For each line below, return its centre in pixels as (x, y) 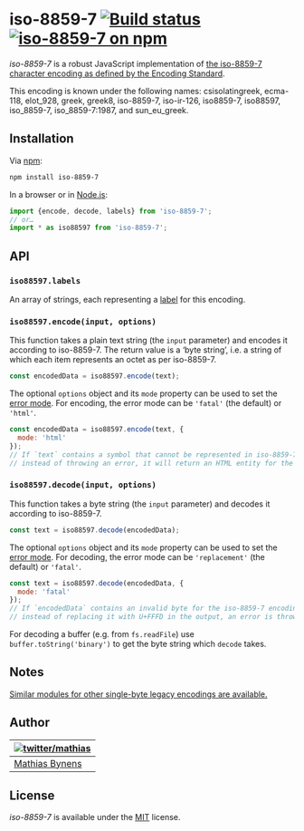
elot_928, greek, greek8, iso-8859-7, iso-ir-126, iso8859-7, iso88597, (153, 101)
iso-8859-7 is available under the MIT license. (95, 817)
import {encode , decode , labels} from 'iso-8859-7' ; (111, 211)
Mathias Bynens (48, 763)
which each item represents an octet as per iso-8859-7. (113, 360)
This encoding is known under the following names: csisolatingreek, (136, 91)
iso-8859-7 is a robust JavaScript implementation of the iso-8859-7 (136, 63)
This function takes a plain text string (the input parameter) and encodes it (148, 341)
